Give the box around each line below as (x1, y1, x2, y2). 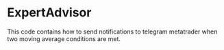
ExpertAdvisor (7, 5, 92, 21)
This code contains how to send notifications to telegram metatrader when (7, 27, 218, 36)
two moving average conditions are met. (7, 34, 121, 42)
